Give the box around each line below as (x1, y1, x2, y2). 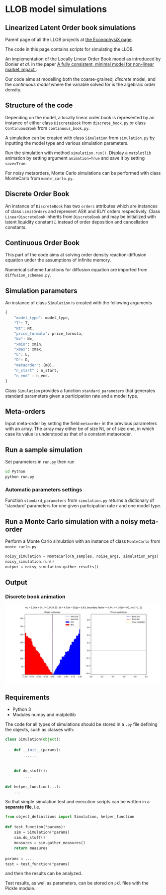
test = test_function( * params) (5, 862, 70, 867)
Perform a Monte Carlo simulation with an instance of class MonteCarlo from (5, 538, 161, 544)
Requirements (5, 693, 50, 701)
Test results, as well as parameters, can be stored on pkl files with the (5, 880, 149, 886)
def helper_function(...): (5, 784, 61, 789)
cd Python (5, 469, 26, 474)
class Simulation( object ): (5, 737, 61, 742)
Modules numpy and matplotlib (12, 712, 76, 718)
